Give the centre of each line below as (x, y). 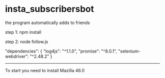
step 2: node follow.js (27, 41)
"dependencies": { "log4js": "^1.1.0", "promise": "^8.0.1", (61, 51)
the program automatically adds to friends (48, 23)
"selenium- (129, 51)
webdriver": (17, 56)
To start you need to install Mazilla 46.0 (45, 70)
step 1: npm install (23, 32)
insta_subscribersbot (50, 9)
